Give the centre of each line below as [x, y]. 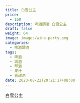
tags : [11, 52]
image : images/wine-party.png [37, 38]
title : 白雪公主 [21, 10]
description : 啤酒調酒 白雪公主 [36, 24]
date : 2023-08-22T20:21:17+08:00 [40, 80]
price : [12, 15]
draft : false [19, 29]
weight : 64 [17, 33]
